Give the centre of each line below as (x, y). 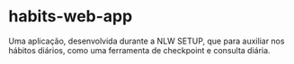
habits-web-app (71, 16)
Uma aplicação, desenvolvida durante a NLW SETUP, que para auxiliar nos (147, 41)
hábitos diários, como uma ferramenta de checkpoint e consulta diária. (139, 50)
